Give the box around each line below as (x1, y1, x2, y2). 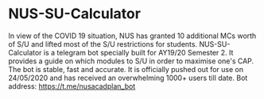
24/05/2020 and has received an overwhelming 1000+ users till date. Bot (8, 73, 248, 82)
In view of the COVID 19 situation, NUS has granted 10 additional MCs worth (8, 31, 257, 40)
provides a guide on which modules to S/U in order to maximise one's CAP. (8, 56, 254, 66)
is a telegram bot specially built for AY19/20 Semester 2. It (43, 48, 234, 57)
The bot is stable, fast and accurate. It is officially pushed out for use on (8, 64, 244, 74)
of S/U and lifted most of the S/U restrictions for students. (8, 39, 197, 48)
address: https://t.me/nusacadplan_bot (8, 81, 136, 91)
